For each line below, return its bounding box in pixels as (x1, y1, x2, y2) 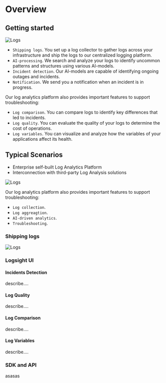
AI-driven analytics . (12, 214, 57, 221)
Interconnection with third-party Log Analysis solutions (12, 169, 127, 175)
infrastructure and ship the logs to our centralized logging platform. (12, 52, 152, 58)
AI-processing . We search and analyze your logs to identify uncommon (12, 58, 160, 64)
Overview (5, 4, 47, 15)
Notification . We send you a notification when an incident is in (12, 79, 144, 85)
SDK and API (5, 361, 37, 368)
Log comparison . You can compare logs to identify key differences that (12, 110, 158, 115)
